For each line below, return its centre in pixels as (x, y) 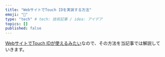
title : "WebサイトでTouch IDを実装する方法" (49, 10)
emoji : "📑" (17, 14)
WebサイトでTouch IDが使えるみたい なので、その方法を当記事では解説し (81, 43)
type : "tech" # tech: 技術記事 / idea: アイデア (54, 19)
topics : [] (17, 24)
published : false (23, 28)
